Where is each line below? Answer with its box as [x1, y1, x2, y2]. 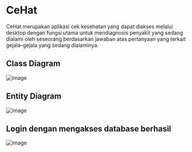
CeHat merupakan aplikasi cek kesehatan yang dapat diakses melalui [6, 23, 173, 30]
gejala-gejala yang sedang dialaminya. [6, 42, 99, 49]
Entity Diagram [6, 92, 61, 102]
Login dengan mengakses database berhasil [6, 124, 172, 134]
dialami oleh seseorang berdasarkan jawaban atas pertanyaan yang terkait [6, 35, 186, 42]
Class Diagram [6, 59, 60, 69]
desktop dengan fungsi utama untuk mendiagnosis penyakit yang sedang [6, 29, 183, 36]
